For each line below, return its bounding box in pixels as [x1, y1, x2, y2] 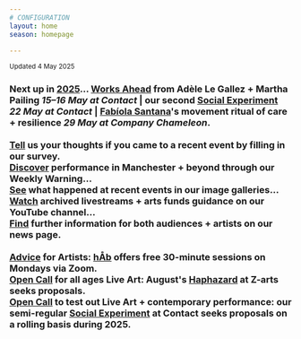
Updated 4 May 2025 [9, 62, 75, 72]
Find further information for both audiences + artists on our [9, 217, 273, 230]
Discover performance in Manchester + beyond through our [9, 161, 275, 174]
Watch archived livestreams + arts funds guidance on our [9, 195, 265, 207]
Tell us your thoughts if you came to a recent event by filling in [9, 139, 286, 152]
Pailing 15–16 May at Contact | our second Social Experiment [9, 94, 279, 107]
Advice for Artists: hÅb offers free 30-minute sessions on [9, 251, 266, 264]
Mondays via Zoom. [9, 262, 98, 274]
